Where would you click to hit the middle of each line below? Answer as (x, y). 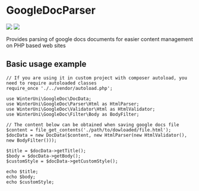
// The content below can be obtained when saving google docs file (93, 125)
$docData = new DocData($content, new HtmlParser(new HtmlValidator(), (97, 135)
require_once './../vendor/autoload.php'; (59, 88)
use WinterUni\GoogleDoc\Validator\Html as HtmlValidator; (81, 109)
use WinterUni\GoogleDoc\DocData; (49, 99)
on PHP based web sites (36, 45)
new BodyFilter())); (32, 140)
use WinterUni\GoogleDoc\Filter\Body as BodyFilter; (73, 114)
